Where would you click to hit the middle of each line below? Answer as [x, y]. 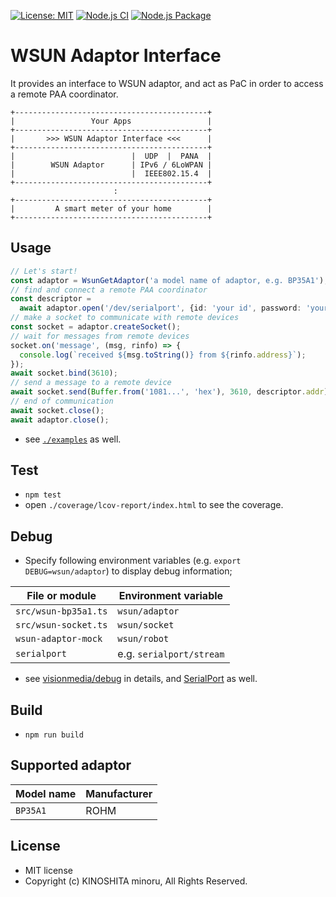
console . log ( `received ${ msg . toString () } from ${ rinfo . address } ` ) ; [163, 355]
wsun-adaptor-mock [59, 639]
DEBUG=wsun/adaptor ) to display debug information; [128, 571]
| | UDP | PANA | [111, 156]
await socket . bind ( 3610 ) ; [64, 373]
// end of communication [62, 401]
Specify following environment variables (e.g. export [133, 561]
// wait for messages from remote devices [100, 336]
